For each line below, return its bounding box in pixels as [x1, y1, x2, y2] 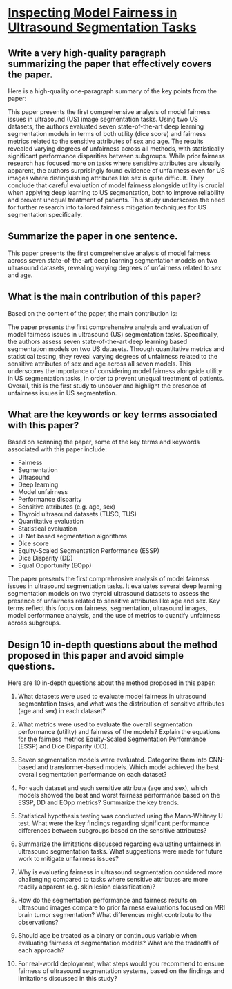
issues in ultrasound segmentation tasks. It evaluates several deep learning [8, 582, 222, 590]
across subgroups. [8, 619, 61, 627]
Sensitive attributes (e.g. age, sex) [17, 502, 116, 511]
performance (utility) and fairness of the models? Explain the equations [17, 728, 220, 736]
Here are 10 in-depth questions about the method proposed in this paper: [8, 679, 216, 687]
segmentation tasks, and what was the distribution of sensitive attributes [17, 699, 225, 708]
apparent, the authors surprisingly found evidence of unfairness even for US [8, 167, 225, 174]
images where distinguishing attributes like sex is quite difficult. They [8, 174, 204, 182]
